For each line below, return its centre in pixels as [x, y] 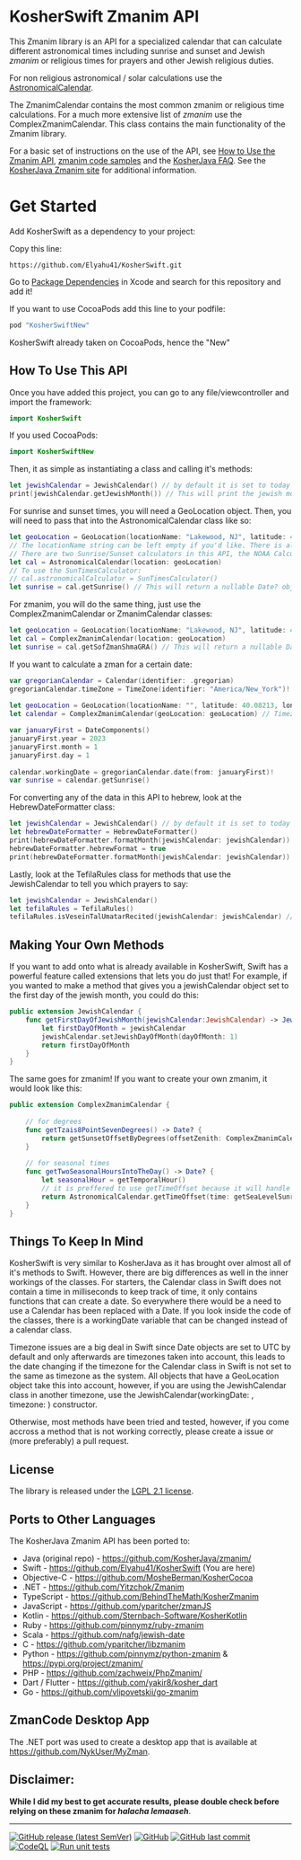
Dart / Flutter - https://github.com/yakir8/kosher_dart [120, 1682]
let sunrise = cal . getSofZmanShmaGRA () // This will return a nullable [146, 647]
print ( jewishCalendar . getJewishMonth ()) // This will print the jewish [146, 494]
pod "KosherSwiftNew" [50, 325]
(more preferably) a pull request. [69, 1441]
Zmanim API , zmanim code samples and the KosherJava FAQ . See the [138, 160]
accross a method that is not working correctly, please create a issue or [142, 1431]
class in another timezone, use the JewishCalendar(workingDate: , [132, 1395]
